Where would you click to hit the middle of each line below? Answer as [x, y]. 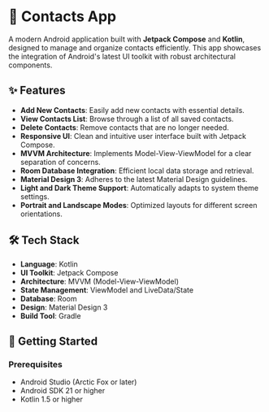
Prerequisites [35, 364]
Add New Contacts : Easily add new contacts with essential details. [132, 110]
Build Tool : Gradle [50, 315]
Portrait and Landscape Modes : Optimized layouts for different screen [139, 205]
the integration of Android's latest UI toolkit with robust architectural [122, 56]
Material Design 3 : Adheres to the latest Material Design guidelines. [134, 179]
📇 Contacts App [63, 17]
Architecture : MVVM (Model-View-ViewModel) [100, 281]
